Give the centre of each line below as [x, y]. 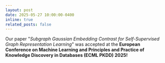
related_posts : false [28, 24]
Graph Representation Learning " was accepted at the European [73, 45]
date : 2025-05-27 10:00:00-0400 [40, 15]
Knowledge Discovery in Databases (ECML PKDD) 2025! [67, 55]
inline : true [19, 19]
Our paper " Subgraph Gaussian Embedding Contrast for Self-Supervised [82, 39]
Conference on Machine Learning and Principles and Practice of [75, 50]
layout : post [19, 10]
